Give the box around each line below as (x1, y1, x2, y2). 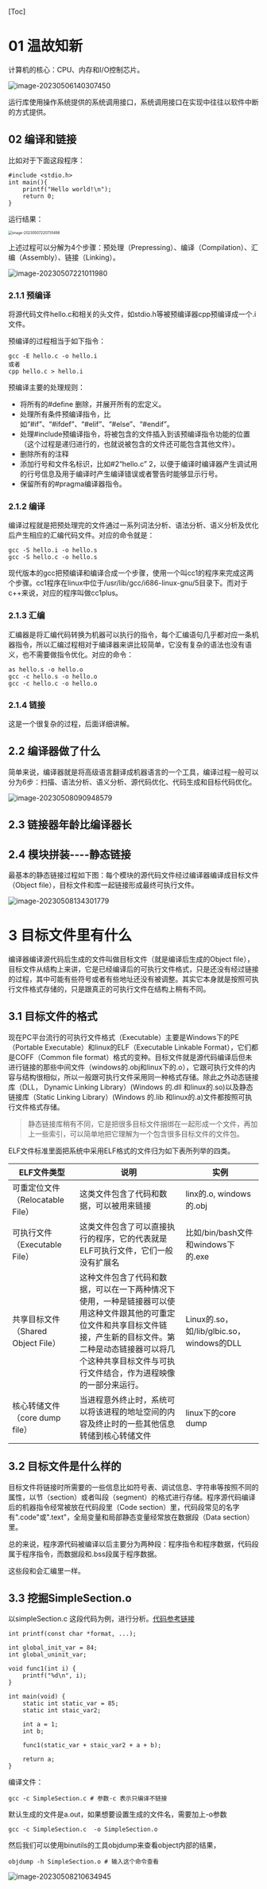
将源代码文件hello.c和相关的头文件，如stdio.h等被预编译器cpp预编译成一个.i (8, 310, 257, 319)
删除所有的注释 (19, 449, 69, 459)
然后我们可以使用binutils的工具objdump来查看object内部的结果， (8, 1840, 221, 1850)
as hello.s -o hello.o (8, 665, 83, 674)
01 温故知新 (8, 37, 83, 55)
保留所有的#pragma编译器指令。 (19, 479, 127, 489)
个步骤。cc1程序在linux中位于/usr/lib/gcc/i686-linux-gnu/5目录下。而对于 (8, 578, 248, 588)
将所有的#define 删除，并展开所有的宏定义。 (19, 400, 166, 409)
